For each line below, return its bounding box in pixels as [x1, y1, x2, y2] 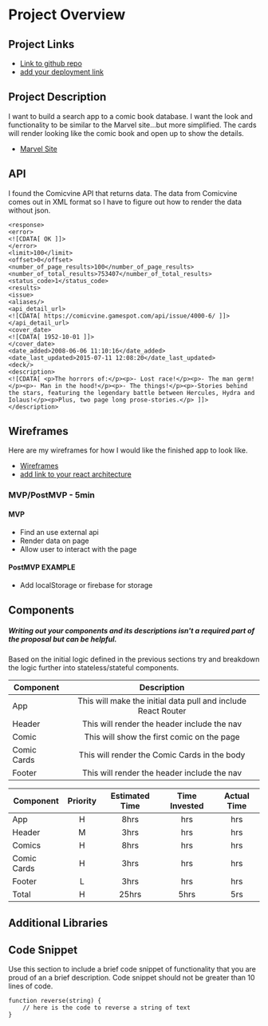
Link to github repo [19, 58, 82, 68]
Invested [170, 800, 204, 812]
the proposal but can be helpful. [8, 634, 117, 644]
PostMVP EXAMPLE [8, 562, 76, 573]
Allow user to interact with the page [19, 544, 137, 553]
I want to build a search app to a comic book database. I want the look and [8, 111, 254, 121]
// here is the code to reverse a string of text [22, 1004, 191, 1012]
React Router [137, 705, 187, 717]
